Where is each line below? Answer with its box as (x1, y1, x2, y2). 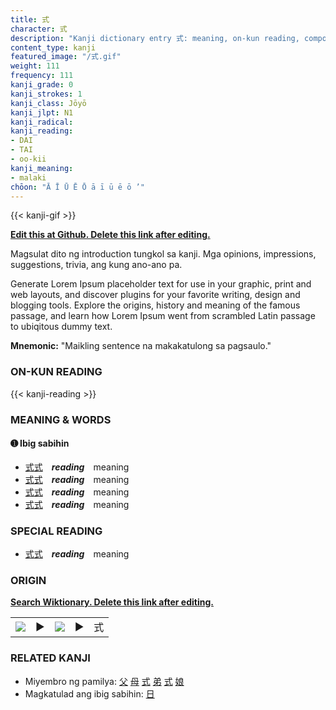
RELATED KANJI (10, 651, 91, 665)
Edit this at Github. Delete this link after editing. (10, 229, 211, 241)
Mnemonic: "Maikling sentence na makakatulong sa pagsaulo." (10, 340, 272, 352)
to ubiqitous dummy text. (10, 321, 113, 333)
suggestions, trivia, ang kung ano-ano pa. (10, 259, 183, 271)
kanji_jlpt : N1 (10, 107, 74, 118)
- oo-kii (10, 154, 47, 164)
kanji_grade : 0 (10, 80, 74, 90)
